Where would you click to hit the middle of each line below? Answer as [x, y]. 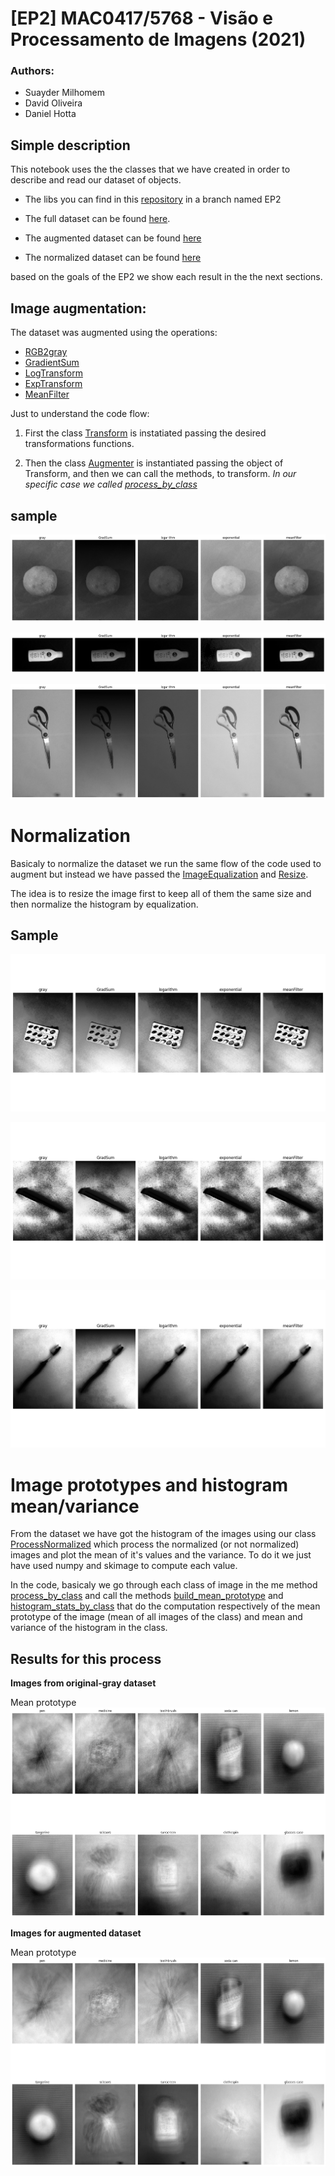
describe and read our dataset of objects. [96, 180]
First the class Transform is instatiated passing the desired [145, 433]
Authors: [32, 71]
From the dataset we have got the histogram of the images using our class [163, 1534]
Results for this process [86, 1658]
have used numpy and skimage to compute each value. [124, 1566]
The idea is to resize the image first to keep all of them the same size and [161, 893]
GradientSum [52, 363]
